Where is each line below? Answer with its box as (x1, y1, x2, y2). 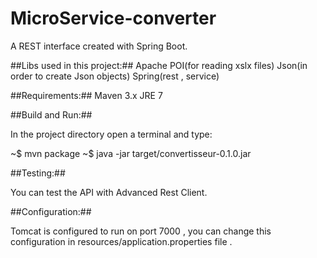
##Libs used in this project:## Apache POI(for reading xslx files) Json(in (10, 59, 308, 71)
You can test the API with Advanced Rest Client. (10, 186, 208, 198)
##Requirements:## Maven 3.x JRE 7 (10, 89, 163, 101)
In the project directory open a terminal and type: (10, 128, 213, 140)
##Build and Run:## (10, 108, 93, 121)
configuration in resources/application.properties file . (10, 235, 233, 247)
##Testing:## (10, 167, 66, 179)
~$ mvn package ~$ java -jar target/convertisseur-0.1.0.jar (10, 147, 252, 159)
